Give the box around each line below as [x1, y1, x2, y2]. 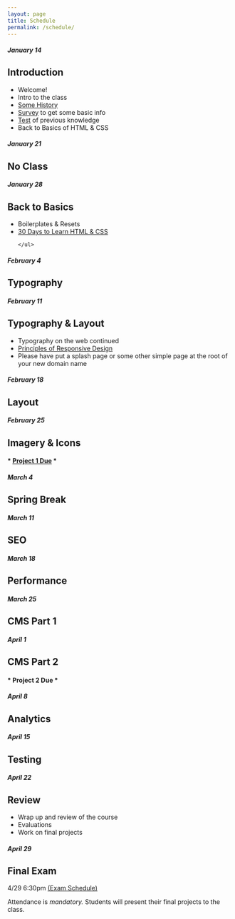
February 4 [7, 256, 41, 265]
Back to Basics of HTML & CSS [17, 123, 109, 132]
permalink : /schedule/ [7, 24, 75, 31]
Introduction [7, 66, 64, 78]
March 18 [7, 554, 36, 562]
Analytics [7, 713, 51, 725]
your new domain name [17, 359, 88, 367]
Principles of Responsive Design [17, 344, 113, 352]
